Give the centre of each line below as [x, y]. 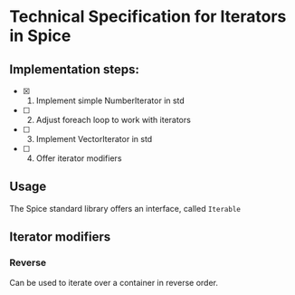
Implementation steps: [75, 69]
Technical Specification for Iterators [148, 17]
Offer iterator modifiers [79, 158]
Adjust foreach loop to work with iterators [114, 120]
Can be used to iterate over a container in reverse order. [114, 282]
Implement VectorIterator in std [94, 139]
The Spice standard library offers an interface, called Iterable [125, 208]
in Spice [40, 36]
